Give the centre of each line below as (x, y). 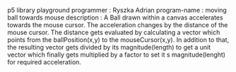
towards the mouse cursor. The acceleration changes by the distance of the (118, 25)
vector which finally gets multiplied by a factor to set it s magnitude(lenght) (117, 55)
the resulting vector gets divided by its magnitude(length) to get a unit (109, 47)
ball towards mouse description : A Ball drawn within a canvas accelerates (116, 17)
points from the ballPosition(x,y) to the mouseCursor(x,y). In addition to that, (118, 40)
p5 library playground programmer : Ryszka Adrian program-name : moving (117, 10)
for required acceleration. (44, 62)
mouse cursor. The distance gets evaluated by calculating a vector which (114, 32)
